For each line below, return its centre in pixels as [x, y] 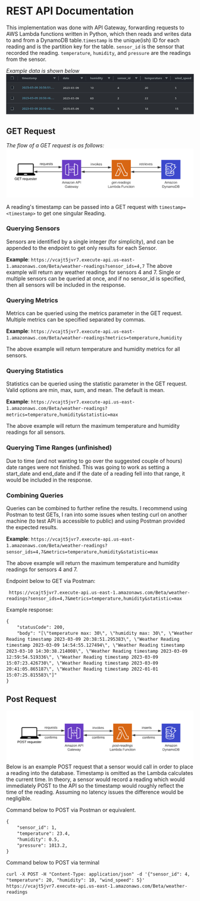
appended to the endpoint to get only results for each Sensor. [82, 248]
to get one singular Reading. [71, 213]
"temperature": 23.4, [43, 834]
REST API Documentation [70, 11]
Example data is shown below [43, 70]
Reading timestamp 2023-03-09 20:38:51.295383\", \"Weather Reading [93, 640]
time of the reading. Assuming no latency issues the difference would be [95, 792]
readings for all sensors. [36, 432]
